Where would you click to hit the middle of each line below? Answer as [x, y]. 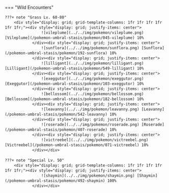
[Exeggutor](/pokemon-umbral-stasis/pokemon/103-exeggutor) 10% [74, 84]
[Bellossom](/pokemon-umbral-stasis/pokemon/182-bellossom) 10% [74, 99]
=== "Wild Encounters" [29, 7]
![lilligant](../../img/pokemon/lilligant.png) [92, 63]
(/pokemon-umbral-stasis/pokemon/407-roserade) [56, 130]
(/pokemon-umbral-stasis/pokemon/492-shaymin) [55, 181]
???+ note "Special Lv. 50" [35, 160]
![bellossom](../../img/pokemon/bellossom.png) [92, 94]
